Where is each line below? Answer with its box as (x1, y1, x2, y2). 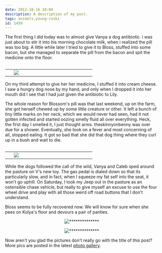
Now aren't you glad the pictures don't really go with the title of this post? (5, 237, 152, 243)
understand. (5, 195, 30, 200)
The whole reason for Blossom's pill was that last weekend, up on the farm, (5, 101, 156, 107)
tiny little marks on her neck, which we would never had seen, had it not (5, 111, 149, 117)
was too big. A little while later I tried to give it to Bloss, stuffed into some (5, 44, 151, 50)
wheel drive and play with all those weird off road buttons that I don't (5, 189, 143, 195)
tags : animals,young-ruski (5, 16, 60, 21)
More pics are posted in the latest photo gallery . (5, 243, 101, 249)
